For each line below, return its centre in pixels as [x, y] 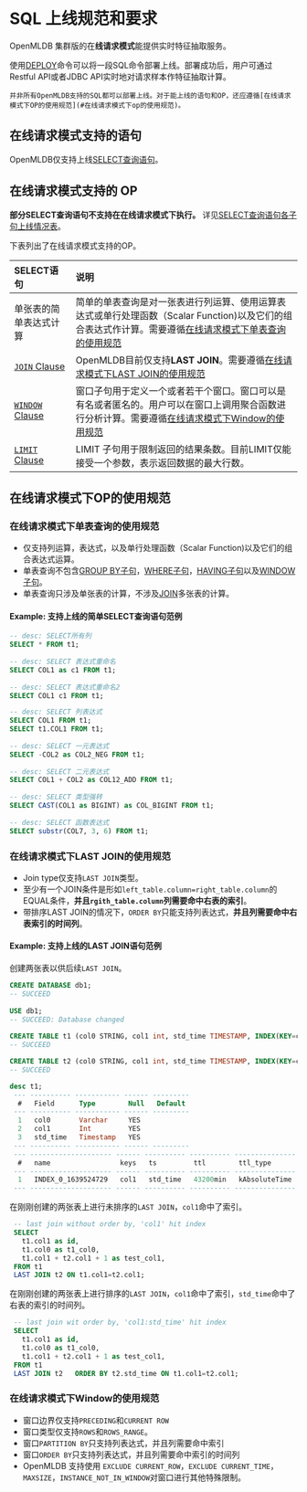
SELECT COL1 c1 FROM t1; [57, 695]
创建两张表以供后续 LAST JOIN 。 [68, 968]
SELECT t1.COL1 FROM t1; [57, 729]
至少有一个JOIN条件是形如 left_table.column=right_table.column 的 [150, 889]
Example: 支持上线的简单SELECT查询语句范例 [96, 616]
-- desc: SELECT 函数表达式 [59, 822]
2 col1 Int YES [79, 1129]
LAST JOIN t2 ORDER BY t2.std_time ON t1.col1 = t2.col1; [126, 1373]
